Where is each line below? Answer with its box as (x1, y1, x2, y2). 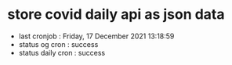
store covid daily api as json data (7, 5, 225, 23)
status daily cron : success (18, 48, 106, 57)
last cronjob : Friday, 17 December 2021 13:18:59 (18, 31, 175, 41)
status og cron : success (18, 39, 99, 49)
